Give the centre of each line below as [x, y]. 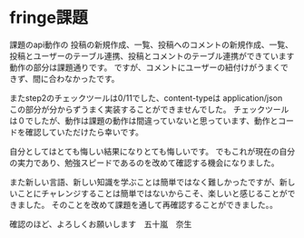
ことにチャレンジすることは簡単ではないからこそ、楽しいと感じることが [152, 193]
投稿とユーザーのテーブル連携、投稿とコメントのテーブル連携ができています [152, 55]
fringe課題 [49, 18]
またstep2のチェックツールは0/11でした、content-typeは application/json [146, 98]
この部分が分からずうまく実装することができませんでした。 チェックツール [149, 109]
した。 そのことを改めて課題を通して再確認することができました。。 [152, 204]
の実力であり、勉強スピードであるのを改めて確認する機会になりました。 [144, 163]
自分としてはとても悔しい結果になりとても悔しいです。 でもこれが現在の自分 [152, 151]
